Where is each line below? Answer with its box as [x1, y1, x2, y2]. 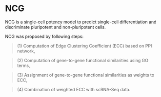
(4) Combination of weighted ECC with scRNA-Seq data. [17, 86, 131, 92]
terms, [17, 63, 30, 68]
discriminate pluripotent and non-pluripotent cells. [5, 24, 106, 30]
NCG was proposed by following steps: [5, 33, 84, 39]
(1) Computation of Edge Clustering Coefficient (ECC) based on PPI [17, 43, 152, 48]
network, [17, 48, 35, 54]
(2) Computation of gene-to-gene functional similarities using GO [17, 57, 149, 63]
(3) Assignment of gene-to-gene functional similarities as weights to [17, 72, 155, 78]
